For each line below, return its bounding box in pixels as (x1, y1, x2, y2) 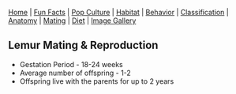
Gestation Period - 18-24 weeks (19, 59, 124, 69)
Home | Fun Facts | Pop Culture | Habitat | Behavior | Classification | (8, 8, 229, 17)
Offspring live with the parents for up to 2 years (19, 76, 174, 86)
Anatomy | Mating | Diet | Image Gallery (8, 16, 137, 25)
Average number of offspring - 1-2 (19, 68, 132, 77)
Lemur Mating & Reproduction (8, 39, 159, 52)
